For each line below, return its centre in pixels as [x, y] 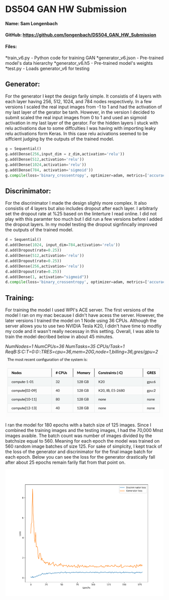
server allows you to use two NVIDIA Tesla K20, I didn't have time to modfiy [83, 326]
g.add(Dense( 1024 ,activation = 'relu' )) [46, 165]
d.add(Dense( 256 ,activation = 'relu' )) [45, 266]
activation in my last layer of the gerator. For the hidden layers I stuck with [82, 123]
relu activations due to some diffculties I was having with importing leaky [80, 128]
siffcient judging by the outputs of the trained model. [60, 139]
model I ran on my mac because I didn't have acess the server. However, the [84, 315]
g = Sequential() [23, 149]
